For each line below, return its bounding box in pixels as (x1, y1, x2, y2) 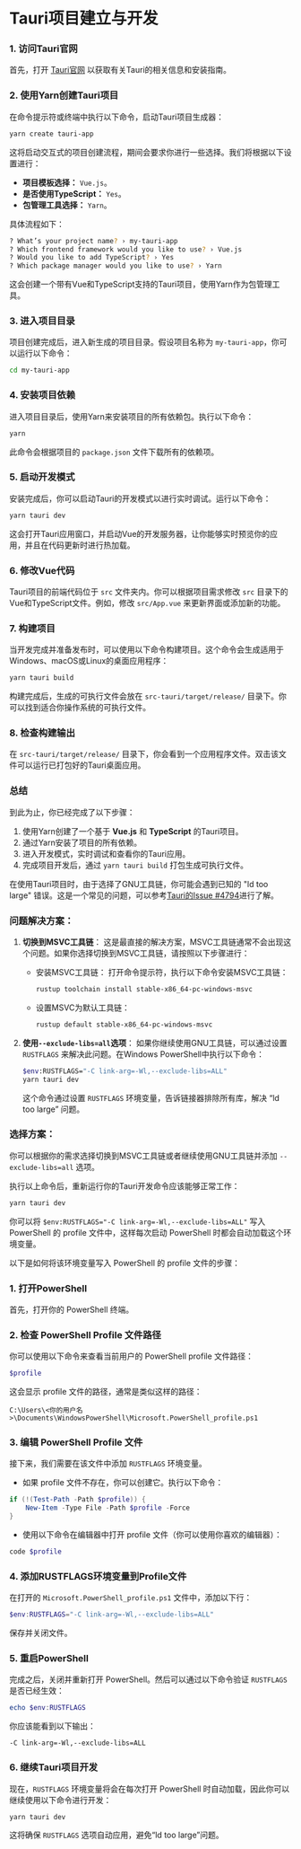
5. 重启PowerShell (9, 1652, 90, 1665)
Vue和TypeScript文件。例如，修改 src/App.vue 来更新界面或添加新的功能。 (9, 597, 286, 608)
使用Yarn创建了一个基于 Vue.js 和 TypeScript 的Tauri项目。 (21, 825, 244, 836)
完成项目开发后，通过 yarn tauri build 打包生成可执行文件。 (21, 859, 249, 870)
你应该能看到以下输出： (9, 1721, 96, 1731)
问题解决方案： (9, 914, 74, 927)
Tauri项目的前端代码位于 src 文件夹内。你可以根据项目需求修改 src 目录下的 (9, 586, 288, 597)
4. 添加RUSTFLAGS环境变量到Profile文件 (9, 1570, 187, 1582)
